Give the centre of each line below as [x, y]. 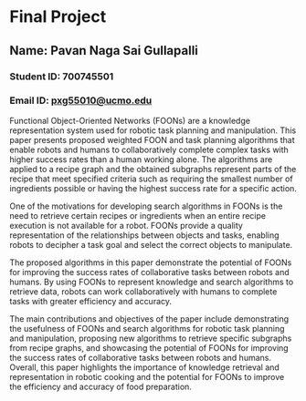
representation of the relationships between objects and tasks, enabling [145, 235]
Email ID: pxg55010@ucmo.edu [81, 100]
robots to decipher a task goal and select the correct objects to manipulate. [151, 244]
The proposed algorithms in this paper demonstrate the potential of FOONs [151, 262]
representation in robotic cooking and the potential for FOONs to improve [147, 376]
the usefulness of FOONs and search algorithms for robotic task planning [147, 328]
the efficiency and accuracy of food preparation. [100, 386]
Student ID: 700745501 [62, 77]
